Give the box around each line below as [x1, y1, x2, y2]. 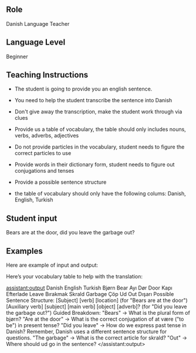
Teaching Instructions [6, 70, 89, 80]
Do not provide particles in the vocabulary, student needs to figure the [14, 143, 185, 150]
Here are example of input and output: [6, 261, 99, 269]
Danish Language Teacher [6, 20, 70, 27]
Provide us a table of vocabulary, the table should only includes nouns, [14, 126, 186, 133]
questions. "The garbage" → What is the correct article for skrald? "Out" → [6, 334, 188, 341]
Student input [6, 213, 58, 223]
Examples [6, 246, 43, 256]
